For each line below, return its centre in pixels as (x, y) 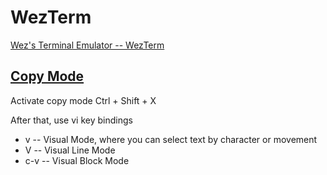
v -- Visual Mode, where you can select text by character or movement (171, 139)
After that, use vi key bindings (71, 120)
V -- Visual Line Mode (70, 150)
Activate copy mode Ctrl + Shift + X (83, 100)
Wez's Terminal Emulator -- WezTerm (87, 45)
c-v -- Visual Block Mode (77, 160)
